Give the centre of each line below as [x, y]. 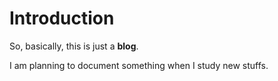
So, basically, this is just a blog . [74, 46]
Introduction [62, 18]
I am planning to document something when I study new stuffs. [139, 65]
